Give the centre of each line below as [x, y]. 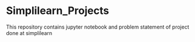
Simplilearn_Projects [58, 11]
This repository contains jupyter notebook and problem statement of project [97, 27]
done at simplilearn [29, 33]
